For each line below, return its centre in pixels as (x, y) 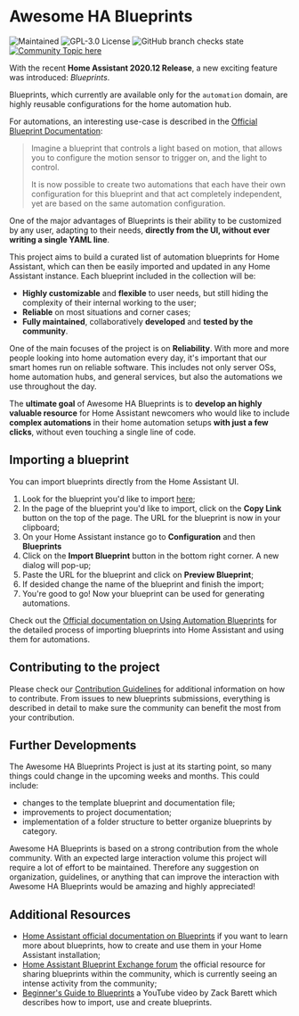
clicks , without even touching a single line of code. (103, 432)
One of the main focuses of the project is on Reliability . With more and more (149, 348)
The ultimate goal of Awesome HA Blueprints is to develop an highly (136, 403)
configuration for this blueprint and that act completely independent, (157, 194)
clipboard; (40, 527)
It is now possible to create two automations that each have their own (158, 184)
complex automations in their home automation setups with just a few (139, 422)
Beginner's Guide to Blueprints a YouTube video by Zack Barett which (149, 993)
